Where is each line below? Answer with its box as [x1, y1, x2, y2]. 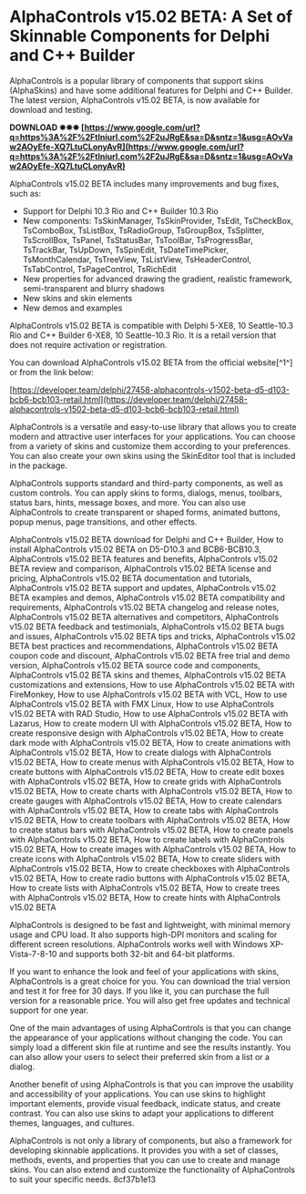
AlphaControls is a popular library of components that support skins [9, 75, 264, 86]
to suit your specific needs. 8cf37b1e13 [9, 1173, 157, 1185]
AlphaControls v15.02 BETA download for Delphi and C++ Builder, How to [9, 534, 284, 545]
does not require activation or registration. [9, 339, 168, 350]
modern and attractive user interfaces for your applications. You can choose [9, 431, 296, 442]
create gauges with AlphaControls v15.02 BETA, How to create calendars [9, 795, 282, 806]
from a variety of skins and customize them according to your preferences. [9, 440, 291, 452]
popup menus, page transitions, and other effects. [9, 516, 198, 527]
